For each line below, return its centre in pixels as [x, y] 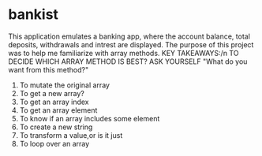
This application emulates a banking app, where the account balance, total [129, 36]
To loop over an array [54, 143]
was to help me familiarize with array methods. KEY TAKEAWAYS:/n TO [124, 53]
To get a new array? [52, 93]
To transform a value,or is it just [71, 135]
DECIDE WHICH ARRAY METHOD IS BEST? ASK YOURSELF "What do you [128, 61]
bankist [34, 15]
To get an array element [58, 110]
